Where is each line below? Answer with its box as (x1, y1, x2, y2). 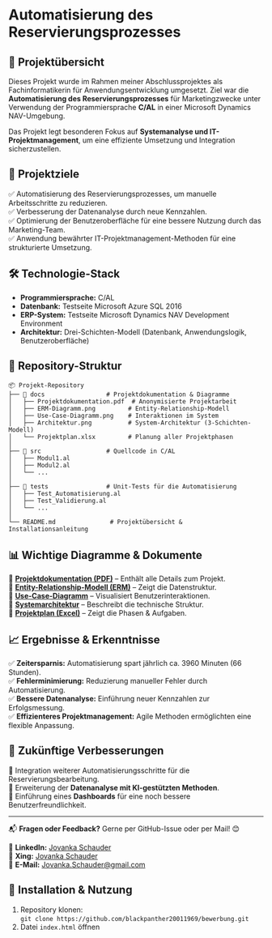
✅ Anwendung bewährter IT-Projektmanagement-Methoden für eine (8, 233, 236, 243)
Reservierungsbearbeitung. (8, 774, 100, 783)
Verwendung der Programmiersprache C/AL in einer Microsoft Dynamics (8, 103, 251, 112)
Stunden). (8, 667, 42, 677)
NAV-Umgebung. (8, 111, 66, 121)
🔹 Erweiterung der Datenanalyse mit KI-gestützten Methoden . (8, 782, 220, 792)
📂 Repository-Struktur (8, 359, 122, 373)
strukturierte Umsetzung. (8, 242, 92, 252)
